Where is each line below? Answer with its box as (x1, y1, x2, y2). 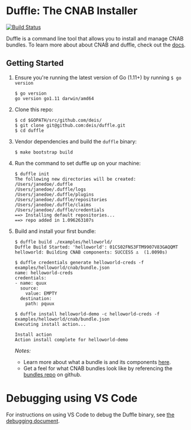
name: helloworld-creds (14, 269, 73, 276)
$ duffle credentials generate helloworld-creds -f (14, 259, 144, 265)
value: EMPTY (25, 290, 58, 296)
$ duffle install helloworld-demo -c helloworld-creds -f (14, 311, 160, 317)
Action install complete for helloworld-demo (14, 336, 128, 342)
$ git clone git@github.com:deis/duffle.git (14, 122, 126, 128)
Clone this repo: (14, 106, 53, 113)
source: (20, 285, 39, 291)
